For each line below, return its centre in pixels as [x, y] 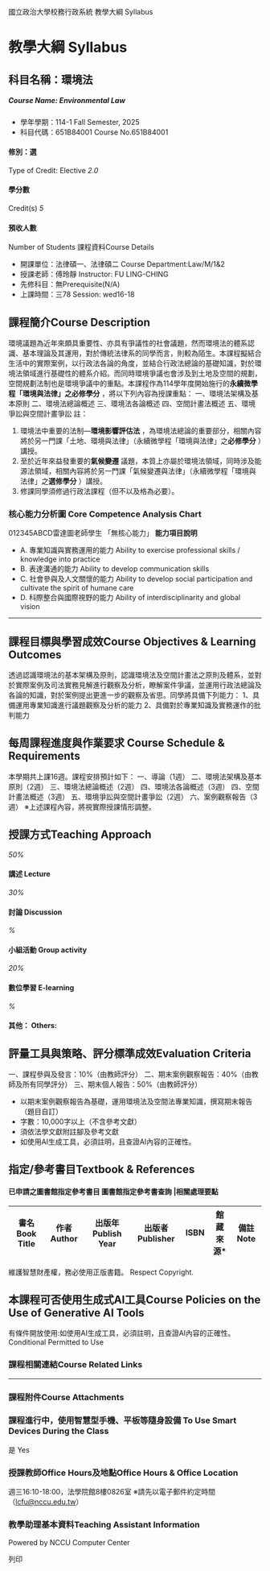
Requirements [44, 756]
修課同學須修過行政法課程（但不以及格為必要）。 [99, 491]
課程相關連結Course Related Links [76, 1365]
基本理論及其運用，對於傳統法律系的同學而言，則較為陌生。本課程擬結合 [142, 353]
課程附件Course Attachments [66, 1397]
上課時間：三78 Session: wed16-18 [77, 294]
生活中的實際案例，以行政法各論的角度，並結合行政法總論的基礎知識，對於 [131, 363]
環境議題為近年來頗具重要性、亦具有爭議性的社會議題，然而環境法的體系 [128, 343]
